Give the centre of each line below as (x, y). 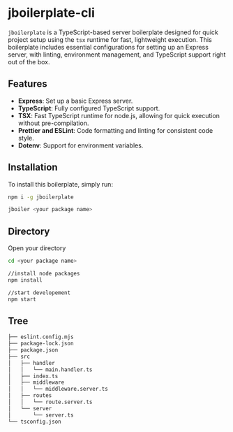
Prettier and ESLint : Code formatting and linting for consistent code (115, 130)
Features (28, 84)
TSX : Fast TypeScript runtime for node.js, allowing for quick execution (119, 115)
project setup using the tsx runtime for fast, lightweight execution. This (110, 39)
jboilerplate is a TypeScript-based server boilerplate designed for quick (113, 32)
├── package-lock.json (41, 344)
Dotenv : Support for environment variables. (81, 145)
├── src (19, 357)
